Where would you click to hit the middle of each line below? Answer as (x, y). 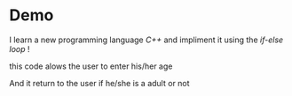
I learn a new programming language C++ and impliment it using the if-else (146, 40)
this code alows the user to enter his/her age (91, 66)
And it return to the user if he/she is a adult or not (99, 83)
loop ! (20, 48)
